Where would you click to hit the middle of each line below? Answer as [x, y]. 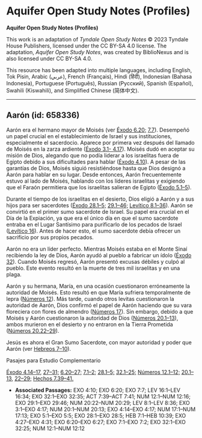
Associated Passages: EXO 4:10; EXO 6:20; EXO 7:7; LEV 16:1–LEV [97, 390]
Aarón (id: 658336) [43, 115]
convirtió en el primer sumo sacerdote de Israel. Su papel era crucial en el [98, 211]
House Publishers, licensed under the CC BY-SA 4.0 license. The [87, 46]
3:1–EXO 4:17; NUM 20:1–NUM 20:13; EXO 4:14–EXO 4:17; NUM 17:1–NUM [105, 409]
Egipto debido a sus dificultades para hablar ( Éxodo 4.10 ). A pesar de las [96, 162]
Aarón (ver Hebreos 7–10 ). [38, 348]
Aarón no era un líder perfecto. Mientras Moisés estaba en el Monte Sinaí [97, 249]
